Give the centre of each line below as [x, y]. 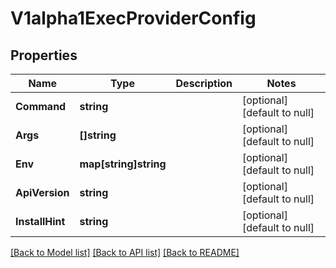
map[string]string [123, 164]
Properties [44, 55]
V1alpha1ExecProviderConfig [133, 18]
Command [41, 106]
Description [204, 83]
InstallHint [40, 221]
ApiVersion [42, 192]
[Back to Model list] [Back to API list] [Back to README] [125, 252]
